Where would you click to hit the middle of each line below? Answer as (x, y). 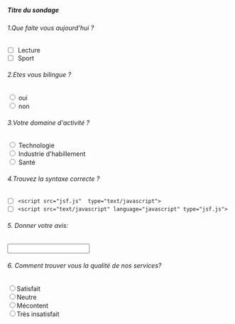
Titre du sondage (33, 10)
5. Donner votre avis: (38, 226)
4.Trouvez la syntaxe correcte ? (54, 179)
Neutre (27, 297)
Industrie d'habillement (52, 154)
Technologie (36, 145)
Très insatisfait (38, 314)
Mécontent (32, 305)
